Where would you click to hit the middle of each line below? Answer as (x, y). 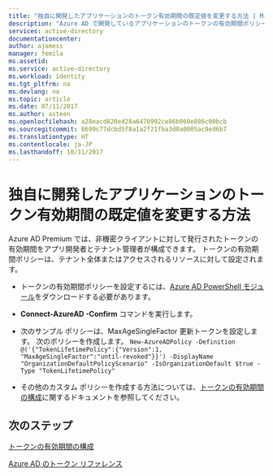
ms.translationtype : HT (49, 136)
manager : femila (36, 54)
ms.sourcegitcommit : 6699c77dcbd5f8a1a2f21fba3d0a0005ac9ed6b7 (118, 129)
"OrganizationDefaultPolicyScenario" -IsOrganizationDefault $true (136, 364)
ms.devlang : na (34, 91)
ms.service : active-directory (60, 69)
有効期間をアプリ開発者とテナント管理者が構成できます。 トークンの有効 (130, 249)
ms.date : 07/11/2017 (43, 106)
